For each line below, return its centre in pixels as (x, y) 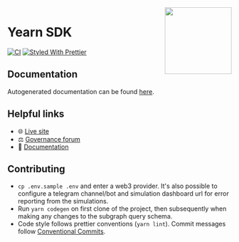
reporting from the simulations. (63, 201)
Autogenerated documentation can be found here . (81, 91)
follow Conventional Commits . (62, 231)
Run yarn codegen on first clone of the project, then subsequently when (122, 209)
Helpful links (36, 114)
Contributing (36, 169)
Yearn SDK (40, 32)
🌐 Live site (33, 131)
